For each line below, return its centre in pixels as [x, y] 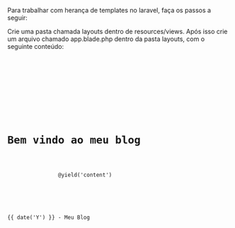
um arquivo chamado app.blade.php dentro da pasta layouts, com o [106, 39]
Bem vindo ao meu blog [74, 141]
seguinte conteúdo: [36, 46]
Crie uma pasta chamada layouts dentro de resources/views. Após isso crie [117, 32]
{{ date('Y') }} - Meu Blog [49, 218]
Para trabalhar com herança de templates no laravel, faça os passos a [109, 10]
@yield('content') [85, 175]
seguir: [18, 18]
